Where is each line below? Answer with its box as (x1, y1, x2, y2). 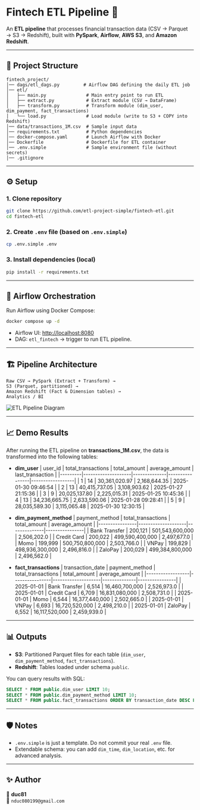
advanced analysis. (14, 752, 62, 759)
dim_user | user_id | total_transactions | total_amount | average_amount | (14, 464, 194, 472)
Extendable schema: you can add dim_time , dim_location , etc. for (14, 746, 175, 753)
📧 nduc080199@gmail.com (6, 797, 65, 804)
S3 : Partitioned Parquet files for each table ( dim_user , (14, 651, 146, 658)
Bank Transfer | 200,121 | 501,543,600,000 (90, 526, 194, 534)
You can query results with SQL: (6, 675, 85, 682)
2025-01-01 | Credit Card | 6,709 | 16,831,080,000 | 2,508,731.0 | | (14, 589, 177, 596)
